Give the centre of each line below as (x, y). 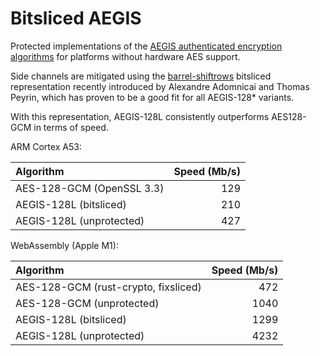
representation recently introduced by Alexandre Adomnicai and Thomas (160, 86)
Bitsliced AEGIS (76, 18)
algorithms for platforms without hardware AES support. (125, 56)
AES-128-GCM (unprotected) (87, 303)
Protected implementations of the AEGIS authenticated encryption (146, 46)
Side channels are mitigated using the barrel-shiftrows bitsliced (141, 76)
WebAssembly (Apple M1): (64, 245)
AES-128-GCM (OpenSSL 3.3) (90, 188)
